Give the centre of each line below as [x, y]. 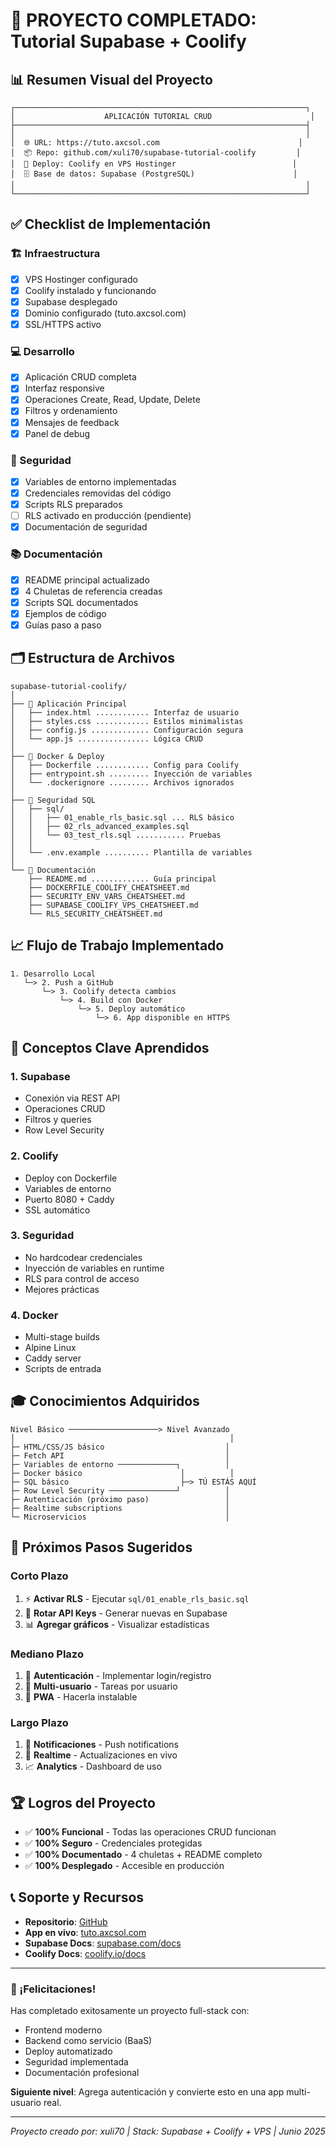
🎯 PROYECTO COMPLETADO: [133, 20]
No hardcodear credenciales [83, 1257]
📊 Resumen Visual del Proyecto [111, 79]
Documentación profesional [82, 2073]
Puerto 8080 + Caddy [69, 1199]
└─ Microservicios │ [120, 1517]
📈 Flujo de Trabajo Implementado [117, 945]
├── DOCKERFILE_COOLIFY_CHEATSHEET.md [109, 887]
